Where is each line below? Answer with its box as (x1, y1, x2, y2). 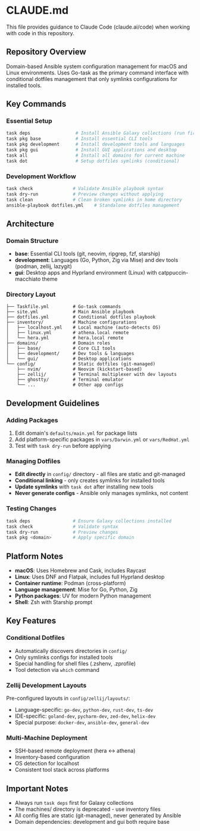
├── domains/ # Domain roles (6, 340, 111, 346)
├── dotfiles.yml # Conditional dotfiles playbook (6, 314, 156, 320)
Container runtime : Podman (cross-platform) (14, 580, 126, 587)
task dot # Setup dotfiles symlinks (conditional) (6, 158, 180, 164)
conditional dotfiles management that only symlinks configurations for (6, 75, 177, 82)
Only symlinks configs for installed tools (14, 653, 113, 661)
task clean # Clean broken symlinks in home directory (6, 197, 183, 203)
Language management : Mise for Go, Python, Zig (14, 586, 138, 593)
